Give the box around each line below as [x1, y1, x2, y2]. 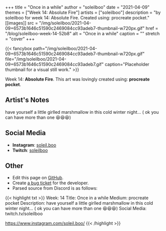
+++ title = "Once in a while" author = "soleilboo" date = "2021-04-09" [5, 4, 150, 10]
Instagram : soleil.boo [12, 142, 56, 148]
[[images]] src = [5, 20, 38, 26]
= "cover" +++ [5, 36, 35, 42]
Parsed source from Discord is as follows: [12, 185, 98, 191]
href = [145, 25, 159, 31]
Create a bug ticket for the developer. [12, 180, 89, 186]
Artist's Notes [5, 96, 50, 104]
